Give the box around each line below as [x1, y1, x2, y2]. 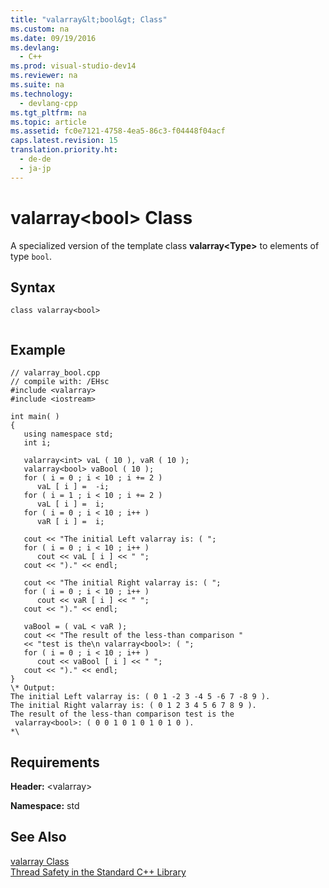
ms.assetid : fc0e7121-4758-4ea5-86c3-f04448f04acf [10, 126, 226, 136]
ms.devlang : [10, 42, 60, 53]
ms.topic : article [10, 117, 87, 127]
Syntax [10, 279, 56, 296]
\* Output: [10, 683, 56, 693]
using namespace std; [23, 429, 114, 440]
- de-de [19, 154, 52, 164]
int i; [23, 438, 52, 448]
